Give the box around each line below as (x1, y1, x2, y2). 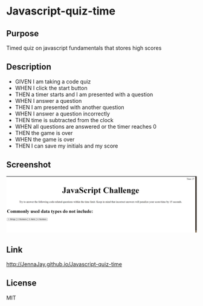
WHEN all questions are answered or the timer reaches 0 (14, 123, 157, 130)
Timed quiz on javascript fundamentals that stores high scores (6, 44, 162, 51)
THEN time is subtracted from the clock (14, 116, 114, 123)
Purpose (6, 28, 39, 39)
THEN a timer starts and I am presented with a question (14, 91, 153, 98)
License (6, 278, 37, 288)
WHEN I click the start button (14, 84, 88, 91)
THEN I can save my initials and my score (14, 142, 118, 149)
